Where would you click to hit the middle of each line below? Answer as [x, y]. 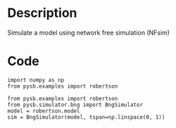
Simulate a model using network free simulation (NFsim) [89, 33]
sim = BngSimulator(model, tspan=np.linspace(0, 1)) [86, 117]
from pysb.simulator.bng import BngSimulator [75, 105]
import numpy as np [36, 80]
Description [42, 13]
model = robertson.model [44, 111]
